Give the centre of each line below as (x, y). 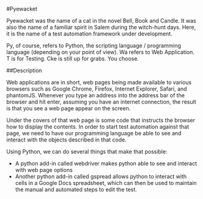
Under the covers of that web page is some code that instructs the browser (101, 120)
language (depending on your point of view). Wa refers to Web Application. (101, 52)
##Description (24, 70)
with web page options (44, 170)
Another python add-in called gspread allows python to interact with (101, 176)
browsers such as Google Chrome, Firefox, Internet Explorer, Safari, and (97, 89)
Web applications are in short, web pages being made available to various (99, 82)
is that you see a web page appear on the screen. (69, 108)
